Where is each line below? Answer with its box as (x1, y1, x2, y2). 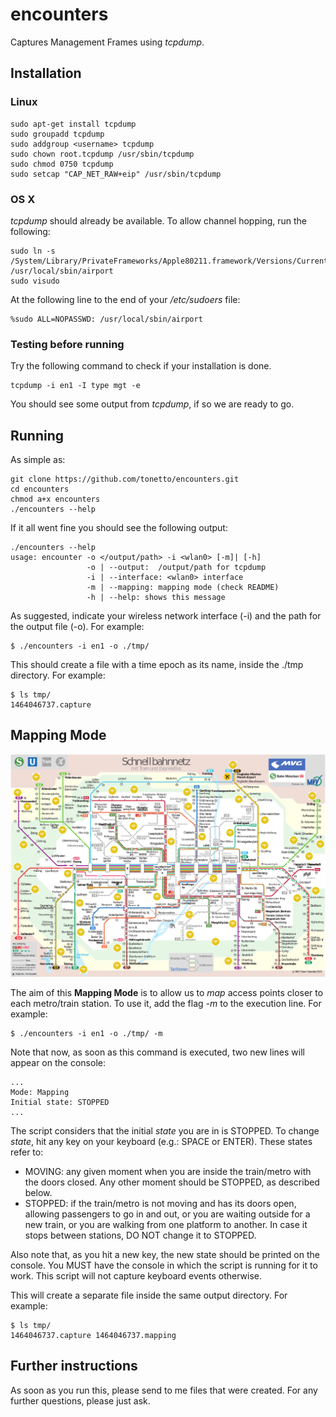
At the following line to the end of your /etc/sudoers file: (10, 293, 241, 305)
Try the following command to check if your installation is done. (10, 360, 272, 372)
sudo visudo (10, 276, 60, 286)
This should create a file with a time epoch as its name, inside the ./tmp (10, 659, 304, 671)
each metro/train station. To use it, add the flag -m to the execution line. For (10, 997, 322, 1009)
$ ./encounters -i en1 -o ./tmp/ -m (10, 1028, 163, 1038)
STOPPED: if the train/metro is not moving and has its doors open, (24, 1197, 297, 1209)
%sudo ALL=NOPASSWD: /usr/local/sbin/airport (10, 314, 203, 324)
